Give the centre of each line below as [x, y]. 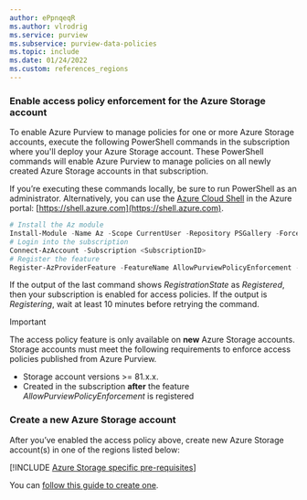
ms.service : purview [49, 35]
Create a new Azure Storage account [93, 420]
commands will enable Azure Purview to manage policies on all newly [140, 162]
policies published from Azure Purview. [83, 359]
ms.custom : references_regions [69, 69]
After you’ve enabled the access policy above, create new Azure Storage [147, 440]
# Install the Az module [57, 225]
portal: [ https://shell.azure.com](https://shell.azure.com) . [116, 208]
